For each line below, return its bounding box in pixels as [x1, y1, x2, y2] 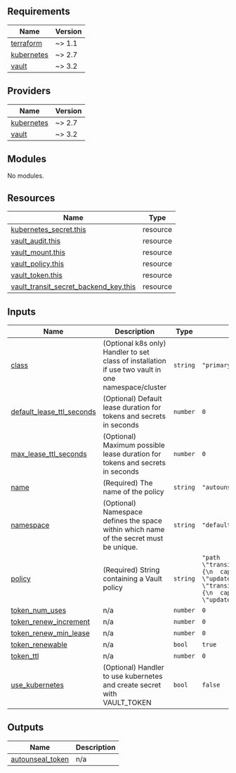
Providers [7, 85, 51, 97]
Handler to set [103, 347, 150, 357]
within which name [103, 525, 165, 535]
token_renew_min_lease [11, 628, 90, 638]
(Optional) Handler [103, 663, 164, 673]
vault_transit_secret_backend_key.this [11, 282, 136, 292]
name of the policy [103, 487, 164, 497]
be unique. [103, 543, 138, 552]
